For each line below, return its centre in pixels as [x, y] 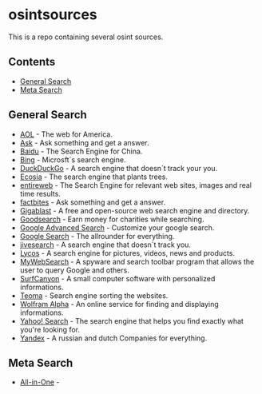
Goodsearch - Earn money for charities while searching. [112, 219]
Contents [32, 62]
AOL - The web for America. [66, 134]
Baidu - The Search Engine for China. [81, 151]
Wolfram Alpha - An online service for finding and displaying [119, 304]
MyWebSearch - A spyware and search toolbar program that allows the [137, 261]
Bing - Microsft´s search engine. [73, 159]
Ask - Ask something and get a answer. [84, 142]
